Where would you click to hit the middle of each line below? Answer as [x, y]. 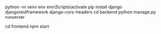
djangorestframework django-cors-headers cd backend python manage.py [80, 12]
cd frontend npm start [27, 26]
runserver [15, 17]
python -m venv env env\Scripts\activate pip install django [64, 7]
